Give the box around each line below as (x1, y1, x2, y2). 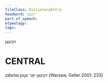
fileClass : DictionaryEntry (5, 7, 62, 12)
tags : (5, 25, 16, 30)
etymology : (5, 21, 27, 26)
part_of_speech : (5, 16, 38, 21)
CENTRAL (5, 56, 46, 67)
